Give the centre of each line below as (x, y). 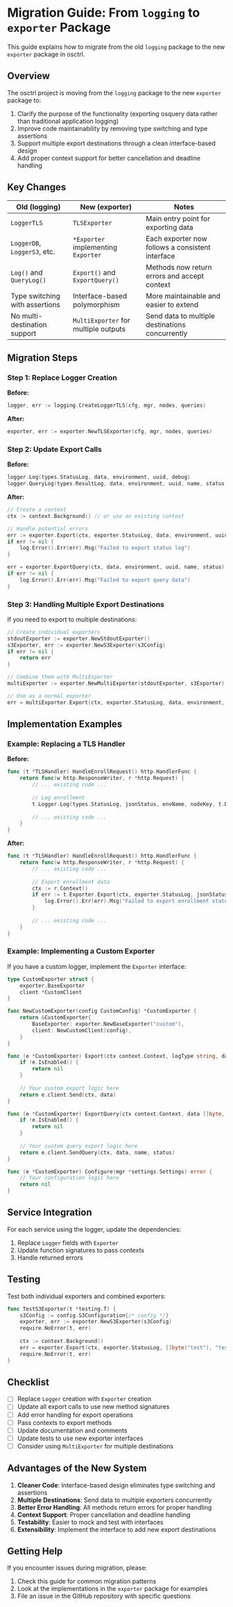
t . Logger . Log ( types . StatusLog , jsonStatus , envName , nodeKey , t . (129, 804)
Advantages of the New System (77, 1468)
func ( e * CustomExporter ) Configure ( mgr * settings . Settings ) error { (110, 1172)
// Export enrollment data (71, 882)
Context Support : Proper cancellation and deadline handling (104, 1515)
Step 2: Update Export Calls (54, 449)
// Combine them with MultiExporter (60, 677)
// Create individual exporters (54, 632)
